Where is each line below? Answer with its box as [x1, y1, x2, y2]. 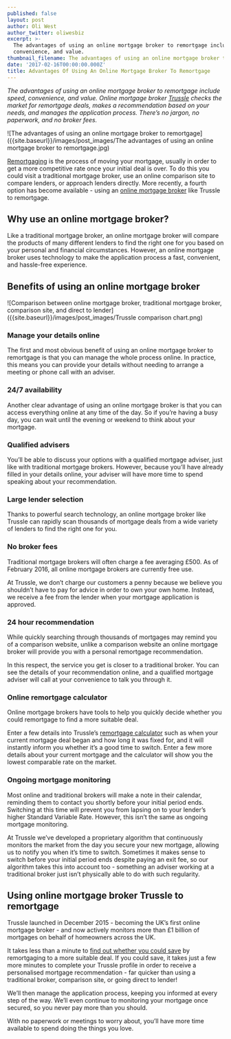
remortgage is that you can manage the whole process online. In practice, [7, 353, 217, 361]
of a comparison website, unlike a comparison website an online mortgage [7, 640, 219, 648]
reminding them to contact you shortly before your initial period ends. [7, 798, 204, 806]
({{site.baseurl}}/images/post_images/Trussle [7, 313, 137, 322]
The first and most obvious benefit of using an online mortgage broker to [7, 346, 214, 355]
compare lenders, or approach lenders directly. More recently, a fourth [7, 179, 208, 187]
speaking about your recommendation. [7, 478, 117, 486]
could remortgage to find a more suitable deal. [7, 715, 139, 724]
